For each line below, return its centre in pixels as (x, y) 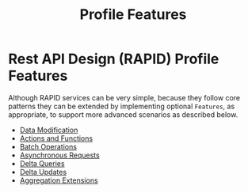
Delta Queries (42, 163)
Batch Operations (48, 146)
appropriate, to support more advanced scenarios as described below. (123, 114)
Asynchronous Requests (60, 155)
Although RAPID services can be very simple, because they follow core (124, 97)
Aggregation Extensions (59, 180)
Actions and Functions (56, 138)
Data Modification (49, 130)
